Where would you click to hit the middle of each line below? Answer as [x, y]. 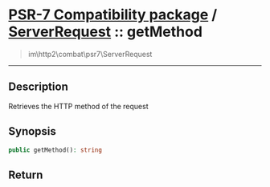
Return [26, 175]
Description [38, 87]
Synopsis [32, 131]
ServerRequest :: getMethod [106, 32]
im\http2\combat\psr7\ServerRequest [90, 54]
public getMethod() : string [55, 150]
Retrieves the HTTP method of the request [78, 106]
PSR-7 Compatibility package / [113, 15]
